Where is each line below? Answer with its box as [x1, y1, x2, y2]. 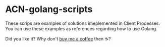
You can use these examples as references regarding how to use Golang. [5, 25, 157, 31]
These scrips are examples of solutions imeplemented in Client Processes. [5, 20, 160, 26]
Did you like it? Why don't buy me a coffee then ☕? [5, 35, 111, 41]
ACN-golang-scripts [5, 4, 93, 15]
